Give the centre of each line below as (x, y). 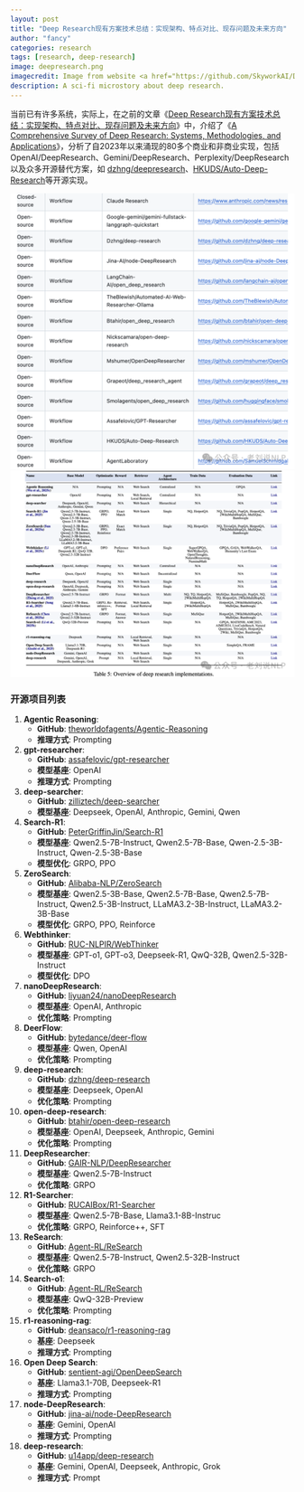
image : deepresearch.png (57, 67)
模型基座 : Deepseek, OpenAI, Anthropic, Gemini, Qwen (138, 812)
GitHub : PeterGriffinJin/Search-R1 (100, 831)
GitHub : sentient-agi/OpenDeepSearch (110, 1372)
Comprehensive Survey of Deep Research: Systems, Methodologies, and (146, 135)
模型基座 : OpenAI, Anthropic (89, 1006)
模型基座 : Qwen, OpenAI (82, 1048)
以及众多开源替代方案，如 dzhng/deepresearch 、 (101, 168)
